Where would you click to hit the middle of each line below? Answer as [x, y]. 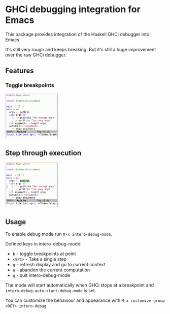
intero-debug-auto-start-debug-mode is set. [51, 290]
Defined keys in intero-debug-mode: [44, 244]
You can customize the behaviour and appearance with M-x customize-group [85, 300]
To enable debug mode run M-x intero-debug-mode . [59, 234]
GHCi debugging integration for [73, 9]
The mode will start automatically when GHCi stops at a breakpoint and [80, 285]
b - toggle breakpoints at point [44, 254]
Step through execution [43, 153]
